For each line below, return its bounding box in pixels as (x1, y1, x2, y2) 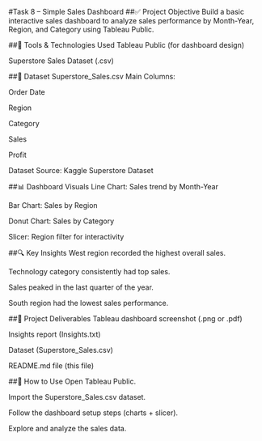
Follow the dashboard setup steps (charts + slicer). (8, 408, 179, 418)
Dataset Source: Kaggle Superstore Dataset (8, 166, 154, 175)
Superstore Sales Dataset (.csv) (8, 56, 115, 66)
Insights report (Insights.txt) (8, 329, 101, 339)
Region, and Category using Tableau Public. (8, 24, 154, 34)
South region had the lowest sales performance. (8, 299, 169, 307)
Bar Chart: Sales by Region (8, 201, 99, 210)
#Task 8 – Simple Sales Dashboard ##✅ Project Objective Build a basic (8, 7, 245, 16)
